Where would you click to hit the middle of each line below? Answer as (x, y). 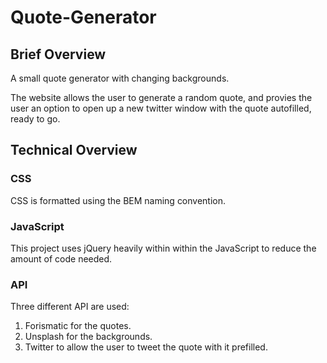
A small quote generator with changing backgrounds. (120, 78)
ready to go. (35, 119)
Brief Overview (58, 54)
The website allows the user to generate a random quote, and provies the (161, 97)
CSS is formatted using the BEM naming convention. (118, 200)
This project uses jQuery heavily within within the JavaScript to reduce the (163, 248)
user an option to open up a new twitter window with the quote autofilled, (161, 108)
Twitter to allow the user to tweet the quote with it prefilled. (146, 347)
